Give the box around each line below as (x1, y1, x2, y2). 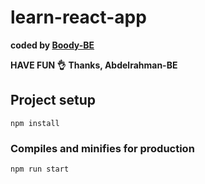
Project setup (10, 92, 97, 109)
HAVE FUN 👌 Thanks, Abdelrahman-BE (10, 59, 178, 71)
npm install (10, 118, 60, 128)
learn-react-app (10, 6, 147, 29)
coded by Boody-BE (10, 39, 95, 51)
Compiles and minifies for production (10, 141, 195, 155)
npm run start (10, 164, 70, 175)
